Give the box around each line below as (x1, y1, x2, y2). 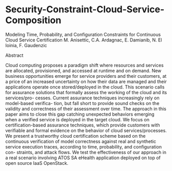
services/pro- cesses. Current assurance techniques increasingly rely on (5, 95, 160, 101)
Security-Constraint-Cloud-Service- (5, 4, 165, 15)
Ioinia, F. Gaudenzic (5, 42, 47, 48)
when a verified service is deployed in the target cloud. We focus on (5, 116, 150, 122)
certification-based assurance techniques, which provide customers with (5, 122, 160, 128)
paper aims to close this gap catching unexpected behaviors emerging (5, 111, 155, 117)
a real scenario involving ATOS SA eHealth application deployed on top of (5, 155, 161, 161)
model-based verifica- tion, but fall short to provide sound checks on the (5, 100, 160, 106)
